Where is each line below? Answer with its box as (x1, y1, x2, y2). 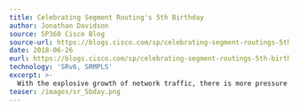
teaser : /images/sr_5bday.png (9, 87, 122, 96)
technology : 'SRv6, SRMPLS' (9, 63, 114, 72)
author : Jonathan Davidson (9, 21, 109, 30)
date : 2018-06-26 (9, 46, 74, 55)
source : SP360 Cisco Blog (9, 29, 105, 38)
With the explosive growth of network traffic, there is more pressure (17, 79, 288, 88)
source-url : (9, 37, 53, 47)
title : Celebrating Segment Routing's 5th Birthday (9, 12, 204, 22)
